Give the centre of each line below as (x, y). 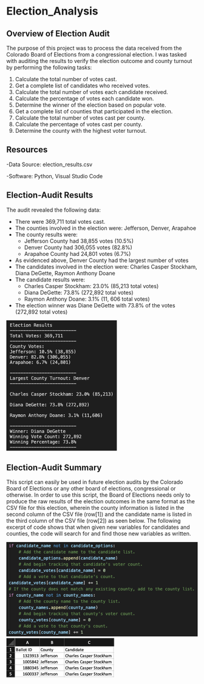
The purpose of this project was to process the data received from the (94, 48)
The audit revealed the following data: (54, 210)
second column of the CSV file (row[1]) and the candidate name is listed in (99, 514)
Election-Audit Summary (54, 468)
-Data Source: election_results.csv (49, 164)
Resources (27, 150)
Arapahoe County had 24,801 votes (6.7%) (77, 253)
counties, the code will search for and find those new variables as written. (99, 534)
